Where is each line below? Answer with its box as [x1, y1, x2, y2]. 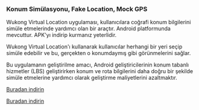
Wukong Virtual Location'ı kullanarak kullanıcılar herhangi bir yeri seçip [6, 43, 183, 50]
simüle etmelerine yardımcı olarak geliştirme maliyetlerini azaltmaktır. [6, 74, 178, 82]
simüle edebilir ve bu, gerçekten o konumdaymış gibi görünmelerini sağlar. [6, 50, 191, 57]
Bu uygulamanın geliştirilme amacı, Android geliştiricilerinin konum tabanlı [6, 61, 189, 68]
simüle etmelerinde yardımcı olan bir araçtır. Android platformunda [6, 25, 171, 32]
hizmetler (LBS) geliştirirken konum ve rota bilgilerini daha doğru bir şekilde [6, 68, 194, 75]
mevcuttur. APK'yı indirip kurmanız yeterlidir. [6, 31, 117, 39]
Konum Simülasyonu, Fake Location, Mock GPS [6, 5, 148, 13]
